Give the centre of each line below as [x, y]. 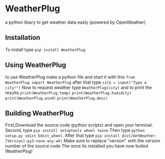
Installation [23, 38]
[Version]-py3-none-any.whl [34, 141]
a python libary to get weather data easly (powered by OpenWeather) [76, 22]
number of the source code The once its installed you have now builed [77, 146]
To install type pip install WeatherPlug [45, 49]
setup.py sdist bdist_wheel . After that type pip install [62, 135]
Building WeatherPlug [39, 113]
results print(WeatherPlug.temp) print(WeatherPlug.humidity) [68, 93]
